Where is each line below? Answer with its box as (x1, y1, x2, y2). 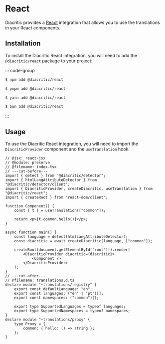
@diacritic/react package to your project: (5, 58, 93, 64)
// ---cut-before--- (5, 169, 48, 174)
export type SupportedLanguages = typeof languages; (14, 304, 126, 309)
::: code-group (5, 67, 35, 73)
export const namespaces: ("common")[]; (14, 295, 99, 301)
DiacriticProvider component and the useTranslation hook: (5, 146, 130, 152)
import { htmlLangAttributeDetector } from (5, 177, 97, 182)
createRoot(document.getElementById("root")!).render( (14, 247, 131, 252)
